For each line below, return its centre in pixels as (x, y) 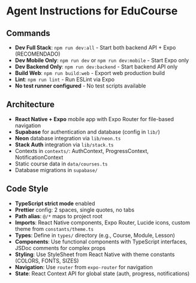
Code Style (27, 189)
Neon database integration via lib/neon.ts (68, 138)
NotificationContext (39, 157)
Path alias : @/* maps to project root (59, 216)
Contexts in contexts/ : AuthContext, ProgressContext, (82, 150)
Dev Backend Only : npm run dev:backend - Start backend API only (96, 67)
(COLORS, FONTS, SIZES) (47, 261)
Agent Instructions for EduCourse (92, 11)
